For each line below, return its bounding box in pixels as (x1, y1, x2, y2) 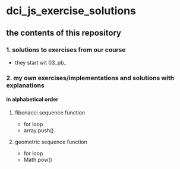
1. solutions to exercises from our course (6, 46, 126, 54)
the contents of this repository (6, 28, 122, 38)
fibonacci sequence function (14, 109, 86, 116)
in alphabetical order (6, 96, 58, 103)
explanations (6, 81, 45, 90)
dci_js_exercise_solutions (6, 4, 137, 18)
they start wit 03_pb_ (14, 59, 67, 66)
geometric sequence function (14, 138, 87, 145)
